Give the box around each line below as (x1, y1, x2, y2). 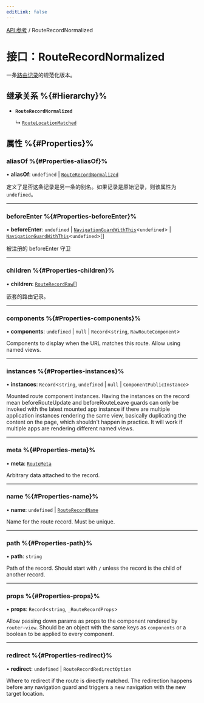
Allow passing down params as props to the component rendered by (6, 617, 178, 624)
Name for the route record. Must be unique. (6, 518, 115, 525)
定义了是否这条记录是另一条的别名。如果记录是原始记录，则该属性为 (6, 183, 177, 191)
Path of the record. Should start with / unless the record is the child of (6, 564, 182, 572)
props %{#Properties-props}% (6, 592, 100, 600)
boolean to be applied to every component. (6, 631, 114, 638)
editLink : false (6, 9, 47, 15)
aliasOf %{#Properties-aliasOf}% (6, 156, 108, 165)
